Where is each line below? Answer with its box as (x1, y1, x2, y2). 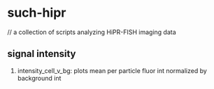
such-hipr (7, 5, 66, 21)
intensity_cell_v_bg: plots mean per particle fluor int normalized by (17, 66, 208, 74)
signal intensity (7, 48, 76, 60)
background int (17, 74, 62, 82)
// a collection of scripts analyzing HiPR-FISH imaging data (7, 28, 176, 36)
